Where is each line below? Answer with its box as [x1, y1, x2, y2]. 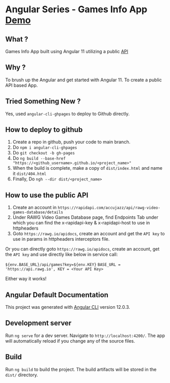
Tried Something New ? [5, 97, 81, 106]
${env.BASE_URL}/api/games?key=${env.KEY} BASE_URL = [5, 262, 121, 267]
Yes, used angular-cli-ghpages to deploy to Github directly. [5, 110, 130, 117]
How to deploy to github [5, 125, 83, 134]
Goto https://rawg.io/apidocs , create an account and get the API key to [12, 231, 165, 237]
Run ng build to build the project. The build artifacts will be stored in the [5, 366, 157, 372]
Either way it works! [5, 276, 47, 282]
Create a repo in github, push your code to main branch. [12, 139, 131, 145]
